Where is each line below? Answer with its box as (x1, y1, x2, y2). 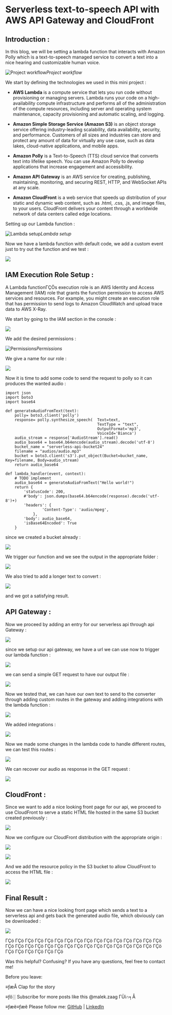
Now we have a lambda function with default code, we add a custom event (5, 241, 163, 247)
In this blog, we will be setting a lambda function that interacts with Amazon (5, 49, 165, 54)
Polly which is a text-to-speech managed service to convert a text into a (5, 54, 158, 60)
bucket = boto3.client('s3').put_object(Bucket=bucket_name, (14, 453, 148, 458)
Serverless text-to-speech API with (5, 4, 160, 15)
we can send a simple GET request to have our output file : (5, 671, 129, 677)
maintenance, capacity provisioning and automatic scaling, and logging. (12, 111, 165, 117)
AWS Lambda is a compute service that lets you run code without (12, 89, 152, 95)
